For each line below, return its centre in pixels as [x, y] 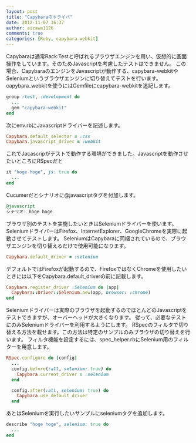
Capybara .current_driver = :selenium [63, 374]
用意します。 [37, 347]
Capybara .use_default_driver [52, 396]
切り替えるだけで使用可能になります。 [83, 246]
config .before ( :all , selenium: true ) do [61, 369]
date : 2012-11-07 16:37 [35, 22]
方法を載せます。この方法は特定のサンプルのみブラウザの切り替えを [103, 332]
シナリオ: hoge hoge [29, 212]
